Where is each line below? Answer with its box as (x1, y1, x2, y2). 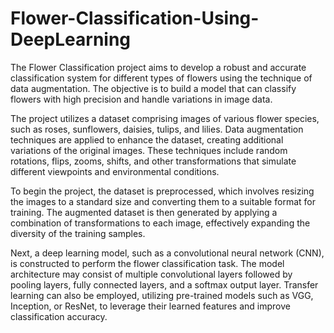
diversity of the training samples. (10, 227, 146, 239)
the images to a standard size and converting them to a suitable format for (10, 195, 316, 207)
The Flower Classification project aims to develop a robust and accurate (10, 61, 307, 73)
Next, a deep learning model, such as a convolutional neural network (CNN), (10, 247, 325, 259)
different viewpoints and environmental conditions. (10, 165, 220, 177)
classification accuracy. (10, 310, 108, 322)
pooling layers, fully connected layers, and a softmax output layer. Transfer (10, 278, 319, 291)
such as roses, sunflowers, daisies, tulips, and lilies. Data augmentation (10, 123, 304, 135)
